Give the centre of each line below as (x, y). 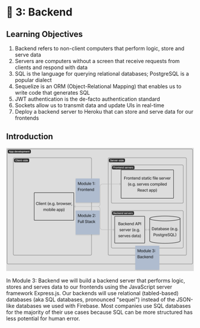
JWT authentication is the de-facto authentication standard (87, 99)
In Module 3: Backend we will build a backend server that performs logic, (96, 280)
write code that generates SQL (52, 93)
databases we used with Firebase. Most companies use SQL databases (103, 305)
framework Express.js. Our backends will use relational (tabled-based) (93, 293)
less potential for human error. (43, 318)
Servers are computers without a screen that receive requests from (97, 61)
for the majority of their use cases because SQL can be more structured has (99, 312)
